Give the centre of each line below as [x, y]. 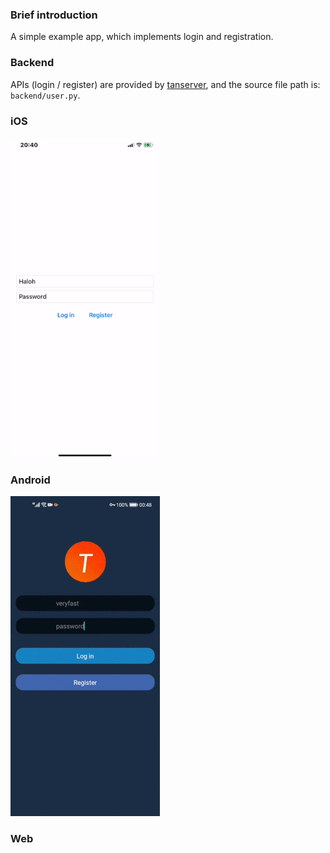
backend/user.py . [45, 95]
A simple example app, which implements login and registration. [142, 37]
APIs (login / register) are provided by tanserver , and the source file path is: [165, 84]
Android [30, 480]
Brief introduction [54, 15]
